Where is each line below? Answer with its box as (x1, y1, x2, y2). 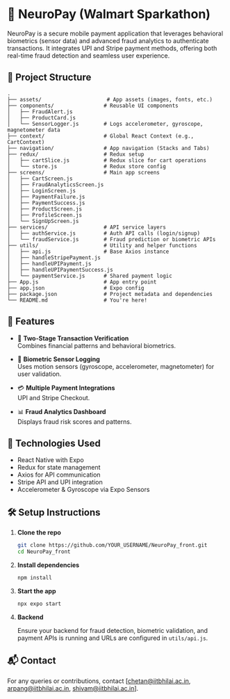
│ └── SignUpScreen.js (7, 217, 79, 224)
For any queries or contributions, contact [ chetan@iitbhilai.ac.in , (7, 677, 191, 685)
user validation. (17, 370, 62, 378)
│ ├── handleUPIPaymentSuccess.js (7, 266, 113, 273)
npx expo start (17, 600, 62, 607)
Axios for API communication (17, 470, 101, 479)
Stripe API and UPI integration (17, 478, 103, 486)
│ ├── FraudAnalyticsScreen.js (7, 181, 104, 188)
